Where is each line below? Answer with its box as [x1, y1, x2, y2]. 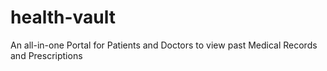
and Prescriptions [10, 49, 83, 61]
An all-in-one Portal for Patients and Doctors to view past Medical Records [10, 39, 318, 51]
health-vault [10, 6, 116, 29]
